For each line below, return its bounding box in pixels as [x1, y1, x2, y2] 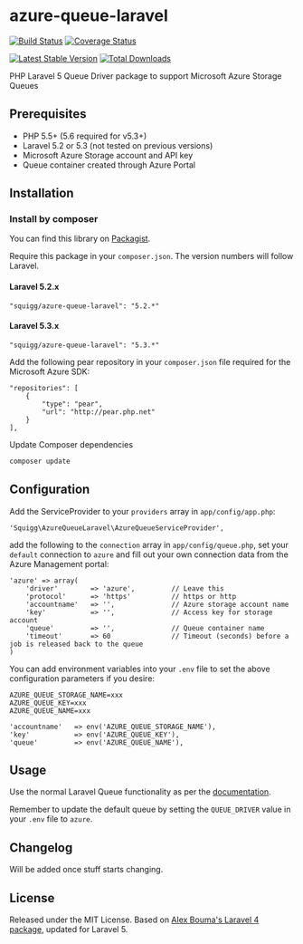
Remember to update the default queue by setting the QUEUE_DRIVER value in [9, 804, 291, 815]
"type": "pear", [42, 400, 103, 409]
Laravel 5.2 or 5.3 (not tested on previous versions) [22, 140, 213, 150]
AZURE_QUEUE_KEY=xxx [9, 698, 88, 708]
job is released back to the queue [9, 640, 144, 649]
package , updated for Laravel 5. [9, 923, 128, 934]
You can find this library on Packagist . [9, 233, 151, 245]
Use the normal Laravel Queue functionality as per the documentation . [9, 786, 271, 797]
